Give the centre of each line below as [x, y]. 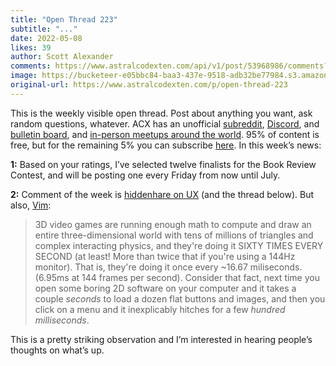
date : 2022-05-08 [46, 38]
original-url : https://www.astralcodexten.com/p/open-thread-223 [149, 85]
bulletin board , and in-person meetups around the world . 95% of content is [165, 134]
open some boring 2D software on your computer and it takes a [165, 288]
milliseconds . [62, 320]
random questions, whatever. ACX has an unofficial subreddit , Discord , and [165, 123]
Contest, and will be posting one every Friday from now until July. [145, 175]
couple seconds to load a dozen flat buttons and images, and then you [180, 298]
